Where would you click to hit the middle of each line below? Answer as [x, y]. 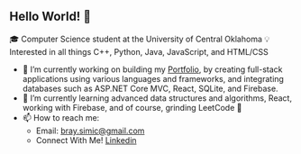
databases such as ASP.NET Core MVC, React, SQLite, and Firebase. [150, 88]
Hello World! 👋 [50, 17]
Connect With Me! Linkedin [86, 140]
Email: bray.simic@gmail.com [90, 131]
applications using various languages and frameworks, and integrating [153, 78]
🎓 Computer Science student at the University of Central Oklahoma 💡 [140, 39]
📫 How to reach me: [61, 117]
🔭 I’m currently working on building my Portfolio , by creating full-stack [152, 69]
